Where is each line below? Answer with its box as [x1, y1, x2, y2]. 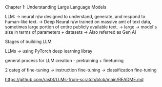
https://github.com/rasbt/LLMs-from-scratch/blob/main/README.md [5, 77, 144, 82]
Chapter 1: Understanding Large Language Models [5, 4, 106, 10]
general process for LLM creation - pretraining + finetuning [5, 58, 124, 63]
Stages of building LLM [5, 39, 52, 44]
